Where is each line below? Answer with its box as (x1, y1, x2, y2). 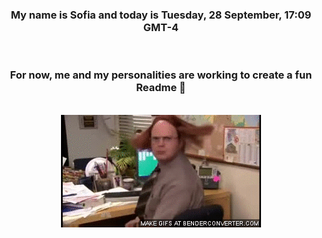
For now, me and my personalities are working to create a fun (9, 68, 313, 82)
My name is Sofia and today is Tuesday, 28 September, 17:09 (10, 8, 312, 22)
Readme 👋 (136, 81, 186, 95)
